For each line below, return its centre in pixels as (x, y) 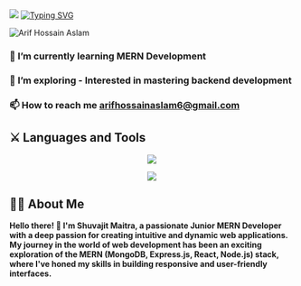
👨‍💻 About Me (47, 203)
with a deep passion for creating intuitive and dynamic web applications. (149, 235)
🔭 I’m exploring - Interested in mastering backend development (150, 80)
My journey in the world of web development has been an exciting (136, 245)
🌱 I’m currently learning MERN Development (108, 56)
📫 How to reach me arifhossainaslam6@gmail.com (125, 105)
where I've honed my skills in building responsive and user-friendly (139, 264)
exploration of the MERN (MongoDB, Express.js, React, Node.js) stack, (144, 254)
